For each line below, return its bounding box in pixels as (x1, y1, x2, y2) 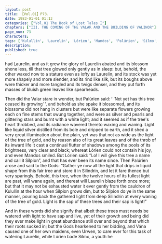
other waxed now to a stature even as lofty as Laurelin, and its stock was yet (5, 71, 157, 77)
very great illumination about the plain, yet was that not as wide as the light (5, 131, 154, 138)
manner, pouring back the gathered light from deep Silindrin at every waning (5, 193, 157, 199)
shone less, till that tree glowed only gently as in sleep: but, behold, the (5, 66, 146, 72)
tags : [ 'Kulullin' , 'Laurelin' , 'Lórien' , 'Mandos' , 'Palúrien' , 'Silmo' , (5, 39, 159, 43)
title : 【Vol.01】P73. (5, 12, 49, 16)
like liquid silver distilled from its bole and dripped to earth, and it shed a (5, 127, 148, 132)
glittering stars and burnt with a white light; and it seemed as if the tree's (5, 116, 149, 122)
